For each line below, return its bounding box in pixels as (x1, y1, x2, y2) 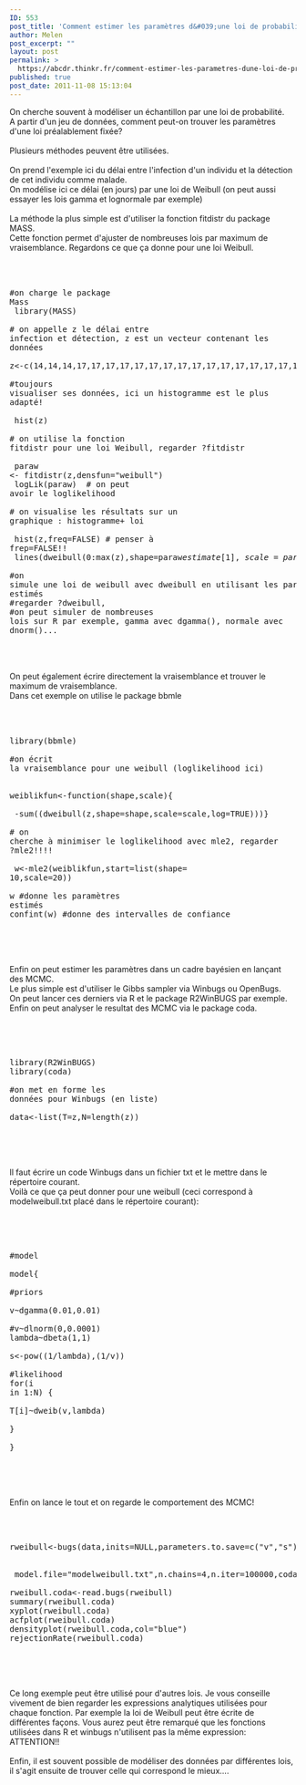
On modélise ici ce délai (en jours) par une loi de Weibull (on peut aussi (9, 183, 276, 194)
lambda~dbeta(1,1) (9, 1333, 92, 1343)
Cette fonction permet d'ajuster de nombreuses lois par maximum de (9, 232, 269, 243)
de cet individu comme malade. (9, 174, 127, 185)
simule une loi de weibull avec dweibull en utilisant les (9, 579, 280, 589)
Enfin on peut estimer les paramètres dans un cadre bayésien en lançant (9, 963, 282, 974)
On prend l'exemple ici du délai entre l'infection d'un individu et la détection (9, 164, 293, 175)
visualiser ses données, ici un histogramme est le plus (9, 388, 270, 398)
